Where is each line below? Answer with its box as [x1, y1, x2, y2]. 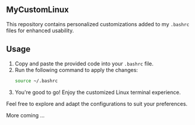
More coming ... [6, 111, 45, 118]
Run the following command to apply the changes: [14, 66, 139, 73]
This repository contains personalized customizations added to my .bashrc [6, 20, 190, 27]
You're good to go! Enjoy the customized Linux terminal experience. [14, 89, 181, 96]
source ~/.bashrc [14, 77, 58, 84]
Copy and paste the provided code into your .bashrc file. [14, 60, 154, 67]
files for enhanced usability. [6, 27, 74, 34]
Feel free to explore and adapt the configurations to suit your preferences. [6, 100, 188, 107]
